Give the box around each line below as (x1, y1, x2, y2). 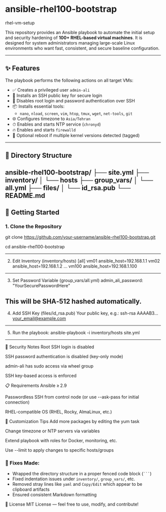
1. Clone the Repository (5, 223, 62, 230)
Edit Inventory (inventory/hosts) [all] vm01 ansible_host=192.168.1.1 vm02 (12, 258, 160, 264)
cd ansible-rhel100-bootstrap (5, 244, 65, 250)
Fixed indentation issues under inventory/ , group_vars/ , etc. (12, 476, 135, 482)
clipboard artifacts (12, 486, 50, 493)
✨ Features (5, 64, 40, 73)
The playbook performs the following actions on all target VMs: (5, 77, 133, 83)
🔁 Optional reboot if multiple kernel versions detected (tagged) (12, 132, 140, 138)
